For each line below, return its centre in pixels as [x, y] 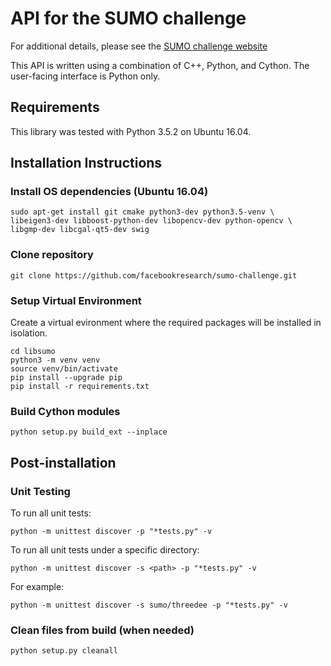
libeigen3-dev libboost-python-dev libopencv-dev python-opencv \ [151, 221]
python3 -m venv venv [55, 360]
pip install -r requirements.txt [80, 387]
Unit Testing [40, 491]
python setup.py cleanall [64, 651]
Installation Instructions [86, 163]
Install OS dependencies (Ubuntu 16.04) [109, 192]
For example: [37, 587]
